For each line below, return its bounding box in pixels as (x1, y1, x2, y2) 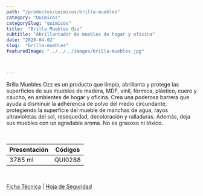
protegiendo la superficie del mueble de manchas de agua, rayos (6, 106, 168, 114)
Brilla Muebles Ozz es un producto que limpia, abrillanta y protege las (6, 80, 179, 88)
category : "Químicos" (6, 15, 61, 21)
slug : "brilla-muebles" (6, 43, 69, 49)
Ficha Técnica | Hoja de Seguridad (6, 183, 92, 190)
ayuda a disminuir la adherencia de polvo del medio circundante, (6, 100, 167, 107)
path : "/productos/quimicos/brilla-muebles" (6, 8, 120, 15)
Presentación (9, 145, 49, 154)
